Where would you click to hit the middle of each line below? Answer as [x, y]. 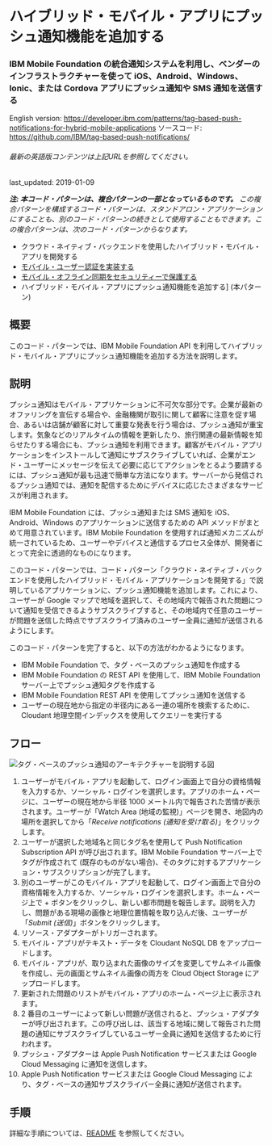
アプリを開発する [49, 256]
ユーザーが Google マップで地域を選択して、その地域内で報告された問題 [129, 600]
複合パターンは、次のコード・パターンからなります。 [104, 229]
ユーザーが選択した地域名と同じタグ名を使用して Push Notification [132, 842]
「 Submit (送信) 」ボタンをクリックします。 [92, 923]
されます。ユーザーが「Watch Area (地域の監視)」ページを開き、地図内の [142, 812]
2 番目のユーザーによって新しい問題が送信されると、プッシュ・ [126, 1013]
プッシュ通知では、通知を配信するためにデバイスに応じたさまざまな [129, 485]
